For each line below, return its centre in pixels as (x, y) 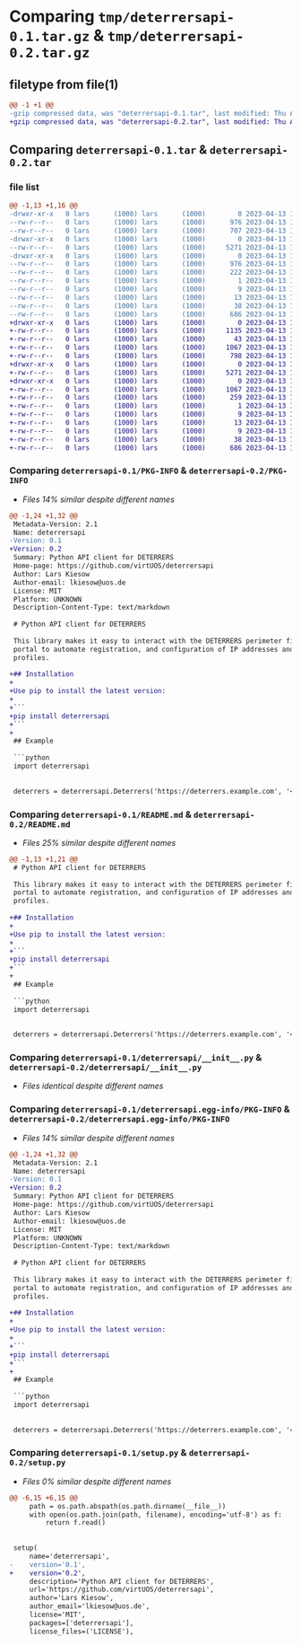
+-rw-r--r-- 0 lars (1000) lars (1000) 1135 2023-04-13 (148, 331)
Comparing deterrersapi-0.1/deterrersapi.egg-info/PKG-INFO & (150, 1109)
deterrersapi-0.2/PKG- (238, 471)
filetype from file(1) (64, 84)
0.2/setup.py (38, 1463)
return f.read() (75, 1523)
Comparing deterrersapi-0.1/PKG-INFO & (98, 471)
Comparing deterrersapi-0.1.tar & (108, 150)
